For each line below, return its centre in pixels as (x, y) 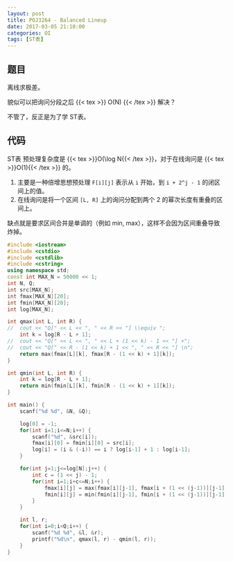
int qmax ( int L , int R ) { (44, 322)
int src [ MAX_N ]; (31, 290)
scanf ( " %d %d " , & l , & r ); (68, 533)
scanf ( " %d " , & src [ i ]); (65, 437)
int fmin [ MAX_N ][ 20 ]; (38, 303)
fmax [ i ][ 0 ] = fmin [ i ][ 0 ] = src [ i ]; (84, 443)
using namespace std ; (38, 271)
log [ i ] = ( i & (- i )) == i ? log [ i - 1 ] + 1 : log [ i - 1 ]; (111, 450)
